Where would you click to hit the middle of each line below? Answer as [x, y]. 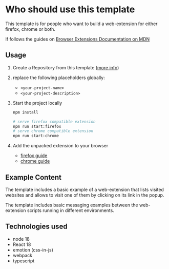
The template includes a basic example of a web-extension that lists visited [84, 189]
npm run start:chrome [36, 136]
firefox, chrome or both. [30, 29]
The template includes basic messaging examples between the [72, 205]
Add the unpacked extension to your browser [60, 146]
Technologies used [36, 227]
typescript [24, 261]
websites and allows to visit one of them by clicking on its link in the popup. [85, 195]
